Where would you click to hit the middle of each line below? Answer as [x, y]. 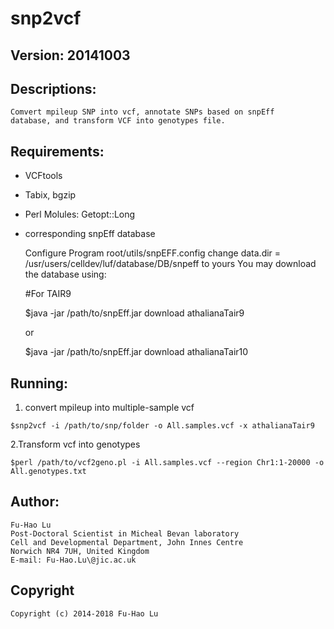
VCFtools [43, 176]
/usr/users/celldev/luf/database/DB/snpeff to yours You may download [170, 264]
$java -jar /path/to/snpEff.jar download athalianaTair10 [136, 352]
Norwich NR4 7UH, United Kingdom [80, 551]
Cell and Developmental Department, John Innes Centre [127, 542]
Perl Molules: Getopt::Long [80, 214]
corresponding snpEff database [90, 234]
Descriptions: [53, 88]
